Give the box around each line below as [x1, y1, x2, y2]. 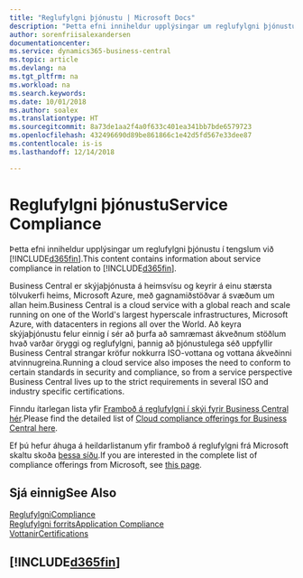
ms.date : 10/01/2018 [9, 97, 87, 107]
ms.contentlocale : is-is [9, 139, 103, 148]
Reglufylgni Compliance [9, 509, 96, 520]
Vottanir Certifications [9, 528, 88, 539]
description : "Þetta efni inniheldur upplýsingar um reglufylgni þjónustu [9, 22, 297, 31]
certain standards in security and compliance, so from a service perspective [9, 367, 293, 378]
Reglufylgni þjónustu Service [9, 194, 228, 215]
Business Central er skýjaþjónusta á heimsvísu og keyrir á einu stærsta [9, 280, 272, 291]
